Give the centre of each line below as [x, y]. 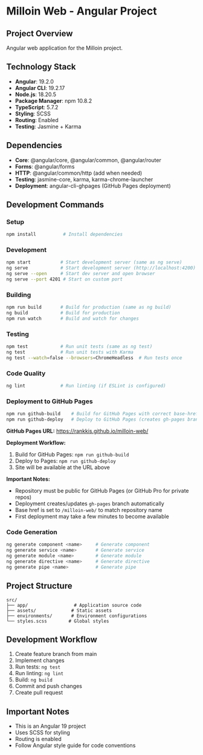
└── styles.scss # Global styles [58, 621]
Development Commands [55, 205]
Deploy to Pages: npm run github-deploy [65, 461]
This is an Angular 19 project [50, 726]
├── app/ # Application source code [74, 605]
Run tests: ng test [38, 667]
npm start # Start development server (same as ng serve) [94, 262]
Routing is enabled [38, 739]
